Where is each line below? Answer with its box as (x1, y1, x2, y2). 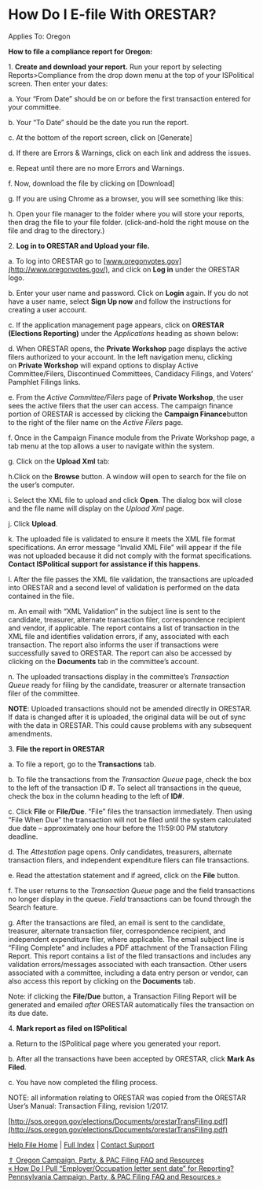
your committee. (8, 102, 61, 112)
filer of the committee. (8, 689, 80, 698)
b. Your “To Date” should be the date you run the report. (8, 117, 189, 127)
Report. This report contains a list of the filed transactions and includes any (8, 951, 251, 961)
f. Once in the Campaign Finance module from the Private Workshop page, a (8, 433, 255, 442)
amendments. (8, 729, 53, 738)
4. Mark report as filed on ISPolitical (8, 1023, 127, 1032)
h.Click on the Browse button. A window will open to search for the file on (8, 471, 247, 481)
